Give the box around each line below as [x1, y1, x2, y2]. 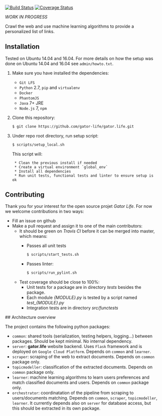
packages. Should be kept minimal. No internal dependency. [12, 338, 132, 344]
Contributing [5, 190, 45, 199]
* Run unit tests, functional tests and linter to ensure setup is [14, 173, 154, 178]
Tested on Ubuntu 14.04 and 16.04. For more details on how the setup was [5, 55, 154, 61]
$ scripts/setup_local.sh [12, 142, 65, 147]
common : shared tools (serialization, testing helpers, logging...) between [12, 333, 153, 339]
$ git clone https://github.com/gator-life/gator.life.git [12, 124, 134, 129]
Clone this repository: [12, 115, 55, 120]
